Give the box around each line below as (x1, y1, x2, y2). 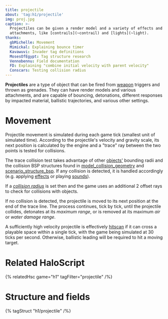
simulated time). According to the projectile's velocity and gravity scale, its (5, 137, 159, 143)
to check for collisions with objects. (5, 188, 79, 194)
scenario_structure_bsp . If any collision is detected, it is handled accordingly (5, 168, 163, 174)
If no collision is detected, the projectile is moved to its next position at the (5, 198, 159, 204)
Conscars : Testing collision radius (10, 68, 86, 73)
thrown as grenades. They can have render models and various (5, 87, 136, 93)
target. (5, 239, 19, 245)
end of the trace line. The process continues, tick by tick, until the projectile (5, 203, 161, 209)
